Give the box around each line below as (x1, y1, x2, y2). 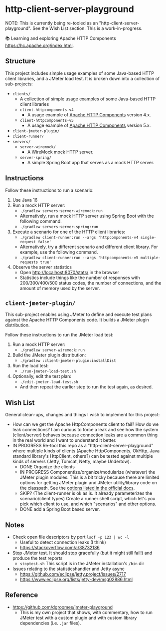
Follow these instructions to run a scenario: (5, 187, 94, 193)
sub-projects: (5, 81, 33, 87)
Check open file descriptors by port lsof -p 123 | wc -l (12, 534, 130, 540)
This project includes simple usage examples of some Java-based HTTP (5, 70, 155, 76)
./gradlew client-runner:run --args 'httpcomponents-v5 (19, 255, 139, 260)
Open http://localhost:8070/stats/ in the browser (19, 269, 120, 275)
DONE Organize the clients (19, 464, 75, 470)
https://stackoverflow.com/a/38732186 (19, 545, 100, 550)
